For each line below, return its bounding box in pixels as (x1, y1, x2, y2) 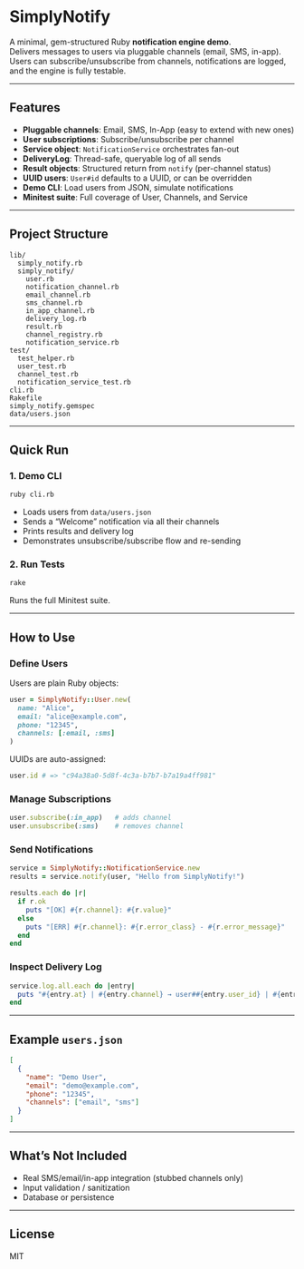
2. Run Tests (9, 558, 65, 571)
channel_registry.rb (25, 329, 103, 339)
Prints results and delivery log (22, 526, 134, 537)
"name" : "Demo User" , (25, 1072, 107, 1081)
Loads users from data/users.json (22, 506, 152, 518)
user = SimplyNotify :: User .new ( (9, 695, 131, 704)
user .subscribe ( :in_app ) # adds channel (9, 814, 172, 823)
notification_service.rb (25, 337, 119, 347)
